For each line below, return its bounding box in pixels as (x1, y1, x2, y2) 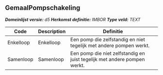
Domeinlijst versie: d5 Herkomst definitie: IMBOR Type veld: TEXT (5, 16, 141, 22)
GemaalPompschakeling (5, 4, 81, 12)
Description (38, 28, 66, 35)
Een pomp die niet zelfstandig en (70, 50, 146, 57)
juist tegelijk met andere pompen (70, 56, 145, 62)
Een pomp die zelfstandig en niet (70, 36, 146, 43)
